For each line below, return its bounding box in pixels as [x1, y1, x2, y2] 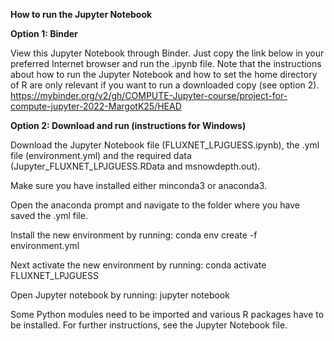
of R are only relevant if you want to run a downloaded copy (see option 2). [10, 79, 320, 91]
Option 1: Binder [10, 28, 78, 39]
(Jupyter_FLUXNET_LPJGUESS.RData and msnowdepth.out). [10, 160, 261, 172]
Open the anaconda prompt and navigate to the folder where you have [10, 199, 300, 211]
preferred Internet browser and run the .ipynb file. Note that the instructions [10, 58, 322, 69]
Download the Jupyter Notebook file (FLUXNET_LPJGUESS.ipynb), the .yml [10, 139, 320, 151]
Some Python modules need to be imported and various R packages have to [10, 309, 325, 320]
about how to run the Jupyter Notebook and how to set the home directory [10, 69, 318, 80]
